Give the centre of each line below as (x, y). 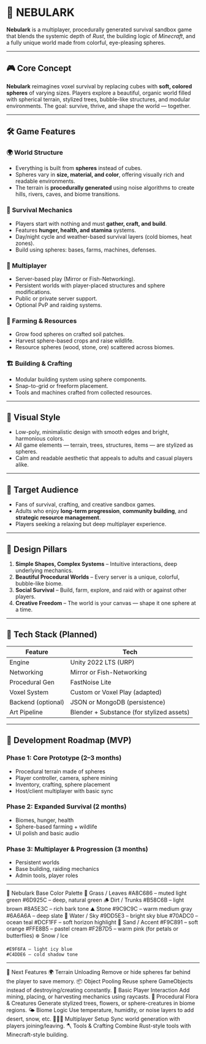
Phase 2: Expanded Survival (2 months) (67, 806)
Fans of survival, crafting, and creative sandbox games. (85, 505)
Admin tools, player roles (47, 876)
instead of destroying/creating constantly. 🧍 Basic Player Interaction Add (98, 990)
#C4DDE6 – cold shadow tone (42, 955)
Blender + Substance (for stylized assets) (130, 712)
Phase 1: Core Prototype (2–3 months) (64, 758)
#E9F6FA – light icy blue (39, 949)
